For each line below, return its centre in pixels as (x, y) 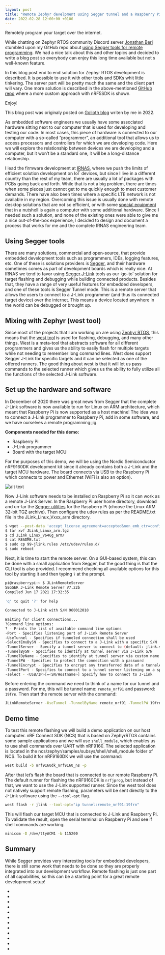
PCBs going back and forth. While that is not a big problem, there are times (81, 184)
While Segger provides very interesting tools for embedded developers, (78, 861)
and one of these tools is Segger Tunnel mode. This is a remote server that (81, 289)
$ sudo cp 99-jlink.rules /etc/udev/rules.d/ (52, 544)
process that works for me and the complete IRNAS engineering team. (76, 226)
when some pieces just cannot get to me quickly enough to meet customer (81, 189)
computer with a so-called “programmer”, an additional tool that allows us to (82, 138)
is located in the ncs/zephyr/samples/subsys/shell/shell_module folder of (79, 751)
